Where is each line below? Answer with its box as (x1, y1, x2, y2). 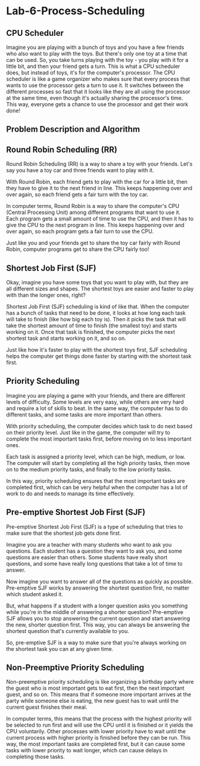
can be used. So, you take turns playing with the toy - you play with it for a (6, 57, 189, 63)
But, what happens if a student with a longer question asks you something (6, 602, 188, 609)
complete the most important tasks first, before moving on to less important (6, 435, 192, 442)
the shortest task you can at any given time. (6, 645, 114, 652)
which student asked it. (6, 590, 64, 597)
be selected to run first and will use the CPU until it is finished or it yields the (6, 721, 193, 728)
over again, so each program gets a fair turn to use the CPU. (6, 228, 154, 235)
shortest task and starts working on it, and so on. (6, 335, 126, 342)
